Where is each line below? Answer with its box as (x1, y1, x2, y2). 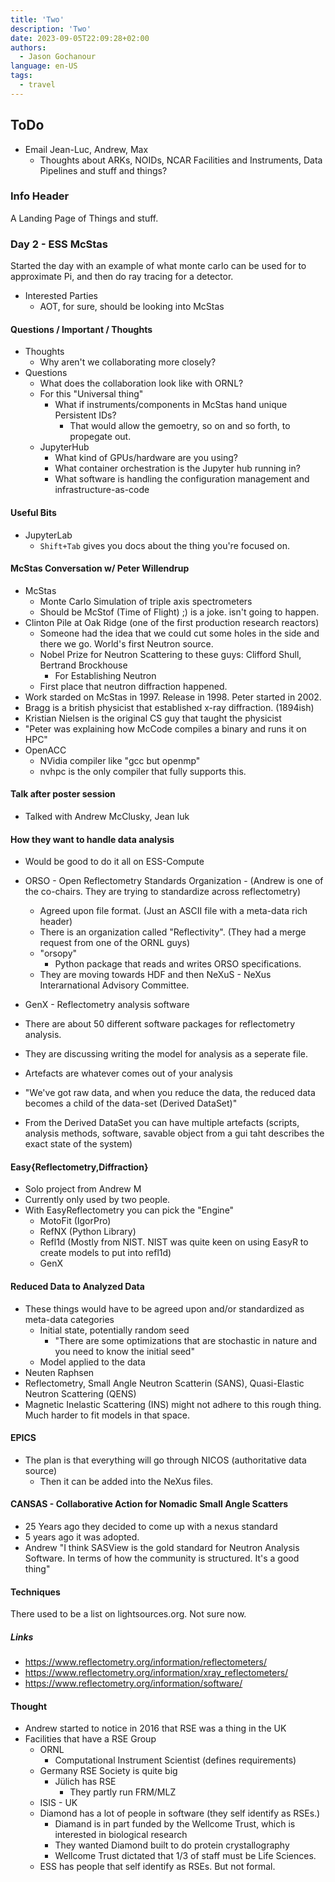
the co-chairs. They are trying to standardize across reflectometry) (24, 886, 302, 898)
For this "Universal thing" (39, 388, 144, 400)
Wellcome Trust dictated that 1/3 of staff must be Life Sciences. (54, 1850, 317, 1862)
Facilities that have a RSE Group (24, 1733, 157, 1745)
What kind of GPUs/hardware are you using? (54, 452, 238, 464)
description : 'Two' (10, 24, 92, 34)
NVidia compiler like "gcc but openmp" (39, 754, 201, 766)
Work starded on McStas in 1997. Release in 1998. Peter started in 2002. (24, 691, 322, 703)
